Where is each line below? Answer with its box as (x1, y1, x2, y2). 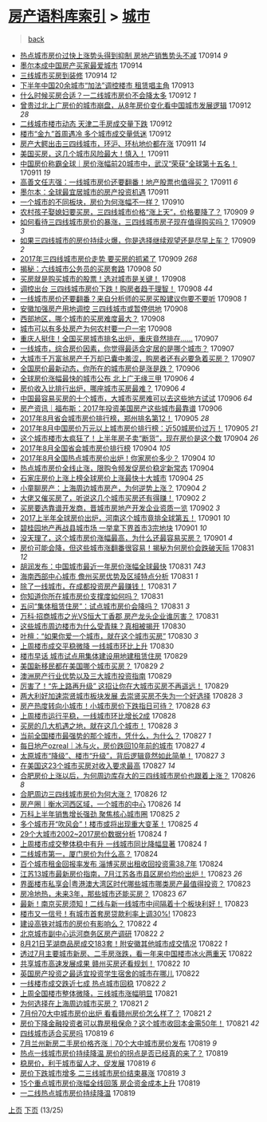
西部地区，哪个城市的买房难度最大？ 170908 (19, 313, 166, 323)
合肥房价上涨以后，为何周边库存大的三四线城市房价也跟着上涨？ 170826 (19, 770, 256, 780)
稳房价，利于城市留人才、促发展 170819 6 (19, 1058, 156, 1068)
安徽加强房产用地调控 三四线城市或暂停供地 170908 (19, 304, 189, 313)
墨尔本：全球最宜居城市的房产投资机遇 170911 (19, 187, 170, 196)
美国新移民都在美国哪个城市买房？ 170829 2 (19, 661, 165, 671)
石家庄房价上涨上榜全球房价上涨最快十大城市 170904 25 (19, 473, 204, 482)
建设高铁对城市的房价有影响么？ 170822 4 (19, 919, 158, 928)
